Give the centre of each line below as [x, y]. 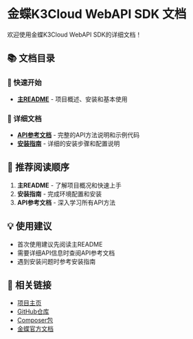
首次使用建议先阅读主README [60, 244]
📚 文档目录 [31, 58]
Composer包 [35, 320]
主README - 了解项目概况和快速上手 [69, 185]
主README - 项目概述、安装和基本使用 [72, 99]
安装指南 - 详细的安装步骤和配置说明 [68, 143]
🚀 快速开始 [25, 83]
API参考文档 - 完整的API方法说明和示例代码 [78, 134]
